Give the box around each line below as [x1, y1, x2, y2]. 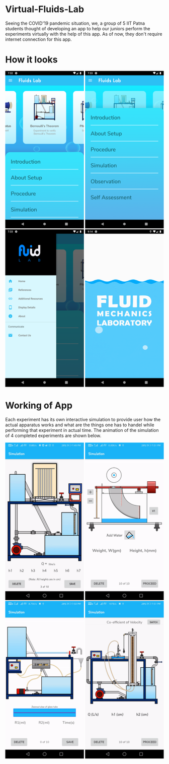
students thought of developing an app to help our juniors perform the [5, 25, 150, 31]
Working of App [5, 400, 73, 411]
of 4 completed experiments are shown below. [5, 432, 102, 438]
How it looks [5, 54, 58, 66]
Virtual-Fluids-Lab [5, 4, 84, 15]
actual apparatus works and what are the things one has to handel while [5, 422, 154, 428]
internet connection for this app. [5, 36, 72, 42]
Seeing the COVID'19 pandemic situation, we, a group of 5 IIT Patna [5, 20, 145, 26]
